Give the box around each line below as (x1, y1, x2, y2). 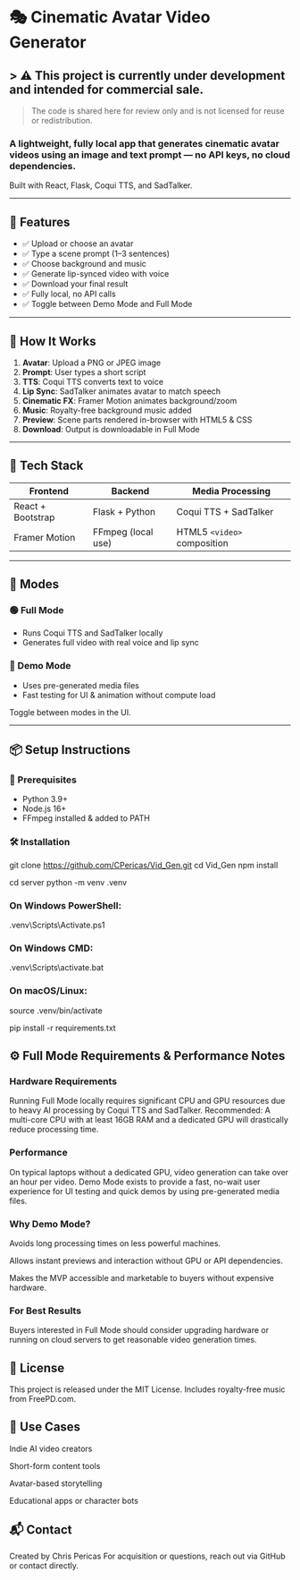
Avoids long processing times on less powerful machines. (9, 1237, 221, 1249)
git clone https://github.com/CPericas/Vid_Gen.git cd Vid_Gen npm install (9, 859, 279, 870)
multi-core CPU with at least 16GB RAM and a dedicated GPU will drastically (9, 1115, 288, 1125)
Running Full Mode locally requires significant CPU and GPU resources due (9, 1096, 286, 1106)
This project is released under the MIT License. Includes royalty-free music (9, 1384, 286, 1395)
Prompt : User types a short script (21, 366, 146, 377)
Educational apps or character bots (9, 1495, 138, 1506)
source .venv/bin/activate (9, 1004, 103, 1016)
